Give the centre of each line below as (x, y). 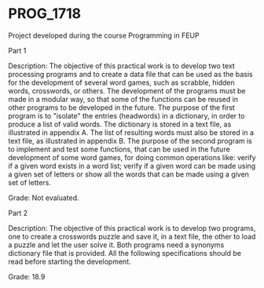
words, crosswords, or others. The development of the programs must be (127, 90)
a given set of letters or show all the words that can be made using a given (129, 174)
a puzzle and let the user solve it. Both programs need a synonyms (116, 245)
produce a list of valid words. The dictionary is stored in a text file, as (120, 124)
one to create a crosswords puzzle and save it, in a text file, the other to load (132, 236)
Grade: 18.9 (27, 276)
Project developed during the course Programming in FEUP (104, 35)
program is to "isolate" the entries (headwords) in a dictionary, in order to (126, 115)
